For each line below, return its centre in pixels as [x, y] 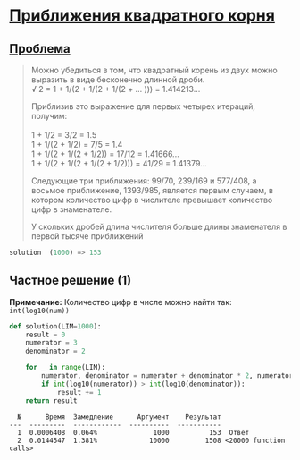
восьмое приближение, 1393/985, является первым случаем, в [152, 190]
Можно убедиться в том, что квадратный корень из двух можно [154, 70]
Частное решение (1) [71, 281]
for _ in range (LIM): [65, 368]
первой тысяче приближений [87, 236]
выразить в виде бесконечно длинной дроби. [118, 80]
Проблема [40, 49]
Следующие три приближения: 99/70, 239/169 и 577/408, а [144, 181]
